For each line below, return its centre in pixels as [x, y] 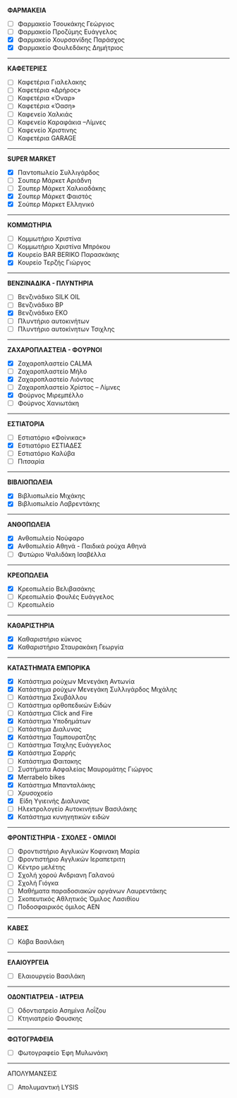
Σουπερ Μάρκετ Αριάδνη [54, 180]
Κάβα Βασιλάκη [41, 941]
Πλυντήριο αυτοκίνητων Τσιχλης [66, 329]
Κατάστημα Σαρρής [47, 753]
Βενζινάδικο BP [40, 305]
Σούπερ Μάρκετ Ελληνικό [56, 204]
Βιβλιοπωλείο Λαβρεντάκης [59, 504]
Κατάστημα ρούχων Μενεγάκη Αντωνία [76, 681]
